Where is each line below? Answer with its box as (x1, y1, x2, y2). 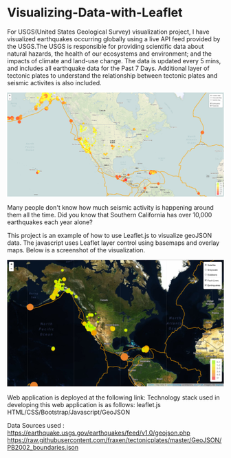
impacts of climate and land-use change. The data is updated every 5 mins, (7, 56, 221, 65)
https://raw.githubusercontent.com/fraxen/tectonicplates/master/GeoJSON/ (7, 435, 222, 444)
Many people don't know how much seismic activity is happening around (7, 203, 214, 211)
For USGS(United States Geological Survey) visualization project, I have (7, 28, 210, 36)
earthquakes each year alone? (7, 218, 93, 226)
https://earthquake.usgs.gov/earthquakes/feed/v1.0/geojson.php (7, 428, 190, 437)
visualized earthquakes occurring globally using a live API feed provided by (7, 34, 221, 43)
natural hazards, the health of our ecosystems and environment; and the (7, 50, 212, 58)
